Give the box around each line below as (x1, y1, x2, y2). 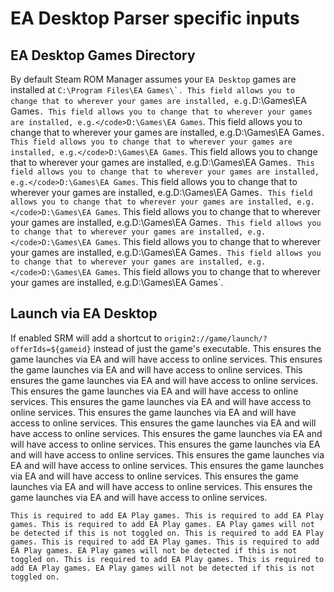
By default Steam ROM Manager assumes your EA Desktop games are (10, 73, 297, 85)
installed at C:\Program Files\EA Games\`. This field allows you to (10, 84, 295, 96)
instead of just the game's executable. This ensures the (93, 342, 322, 354)
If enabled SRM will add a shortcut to (10, 332, 163, 344)
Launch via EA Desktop (10, 305, 158, 322)
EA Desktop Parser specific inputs (10, 7, 300, 30)
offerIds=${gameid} (10, 344, 92, 354)
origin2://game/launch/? (164, 333, 268, 344)
